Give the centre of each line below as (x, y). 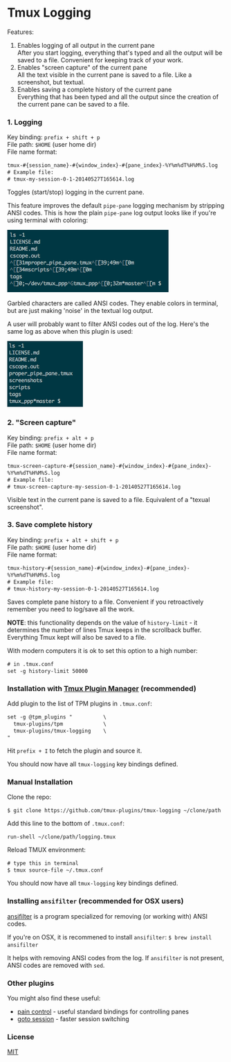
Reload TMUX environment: (47, 850)
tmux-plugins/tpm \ (60, 724)
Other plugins (31, 983)
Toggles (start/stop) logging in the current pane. (76, 192)
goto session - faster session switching (73, 1019)
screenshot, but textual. (51, 82)
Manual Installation (40, 782)
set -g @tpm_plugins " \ (57, 717)
